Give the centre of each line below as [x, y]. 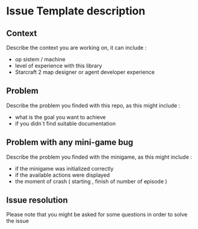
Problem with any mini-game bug [70, 142]
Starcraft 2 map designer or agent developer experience [85, 72]
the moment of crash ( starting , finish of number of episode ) [91, 181]
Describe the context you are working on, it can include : [76, 47]
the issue [17, 221]
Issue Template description [76, 11]
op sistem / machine [40, 59]
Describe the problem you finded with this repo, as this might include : [93, 105]
